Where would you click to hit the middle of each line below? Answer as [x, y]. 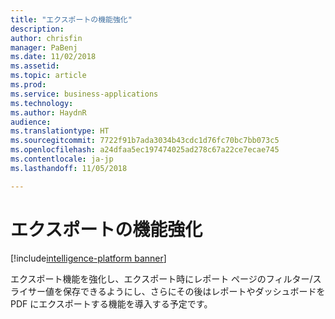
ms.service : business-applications [84, 94]
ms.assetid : [35, 66]
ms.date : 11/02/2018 [53, 57]
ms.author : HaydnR [48, 112]
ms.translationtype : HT [60, 131]
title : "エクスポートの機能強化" [71, 19]
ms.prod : [28, 85]
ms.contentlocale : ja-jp [62, 159]
